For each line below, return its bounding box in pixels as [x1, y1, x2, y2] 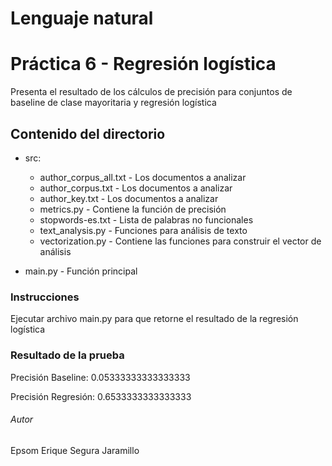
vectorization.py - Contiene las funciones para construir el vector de [39, 235, 322, 247]
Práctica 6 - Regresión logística [10, 53, 277, 76]
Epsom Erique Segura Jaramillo [10, 444, 140, 456]
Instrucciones [10, 290, 80, 304]
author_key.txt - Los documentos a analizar [39, 192, 219, 204]
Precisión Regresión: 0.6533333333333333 [10, 390, 192, 402]
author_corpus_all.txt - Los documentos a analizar [39, 171, 247, 183]
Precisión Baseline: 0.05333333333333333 [10, 371, 191, 383]
